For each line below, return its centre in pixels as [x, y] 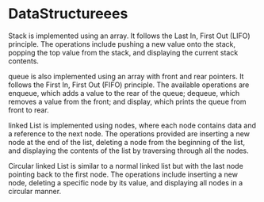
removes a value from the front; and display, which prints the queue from [128, 101]
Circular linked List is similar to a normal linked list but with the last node [126, 166]
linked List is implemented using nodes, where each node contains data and [132, 125]
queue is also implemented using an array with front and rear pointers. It [126, 76]
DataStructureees [68, 14]
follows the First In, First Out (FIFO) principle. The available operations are [129, 85]
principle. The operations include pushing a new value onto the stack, [122, 44]
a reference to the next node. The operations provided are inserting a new [129, 133]
